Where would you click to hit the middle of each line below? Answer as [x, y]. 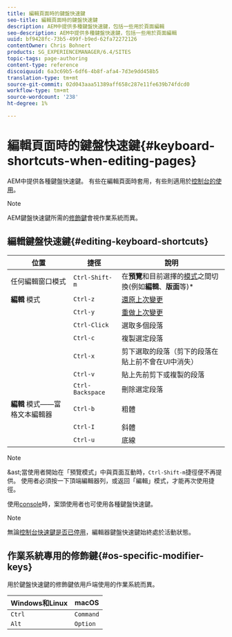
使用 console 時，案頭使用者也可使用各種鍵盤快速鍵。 [82, 504]
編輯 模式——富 [36, 403]
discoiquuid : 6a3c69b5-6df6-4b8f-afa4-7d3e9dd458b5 [83, 71]
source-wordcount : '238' [43, 97]
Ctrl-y [84, 312]
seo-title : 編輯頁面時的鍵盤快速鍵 [52, 20]
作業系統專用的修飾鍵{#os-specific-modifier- [106, 556]
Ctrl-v [84, 374]
